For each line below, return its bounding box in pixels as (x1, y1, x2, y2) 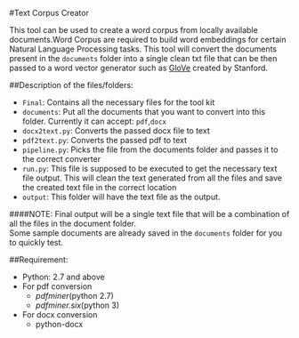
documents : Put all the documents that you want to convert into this (21, 107, 265, 117)
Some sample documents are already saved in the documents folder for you (9, 228, 283, 238)
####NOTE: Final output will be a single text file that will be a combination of (9, 209, 290, 219)
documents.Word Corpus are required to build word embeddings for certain (9, 35, 287, 44)
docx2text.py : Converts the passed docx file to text (21, 125, 211, 136)
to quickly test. (9, 237, 64, 247)
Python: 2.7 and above (21, 271, 105, 282)
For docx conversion (21, 310, 98, 319)
